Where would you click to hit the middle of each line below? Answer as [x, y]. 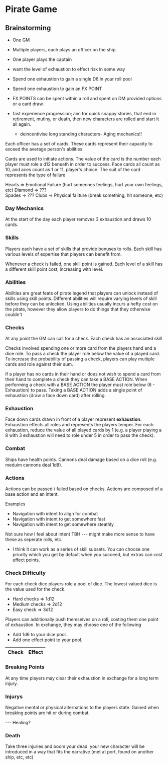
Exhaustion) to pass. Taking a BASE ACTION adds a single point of [74, 390]
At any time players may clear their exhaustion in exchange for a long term [82, 678]
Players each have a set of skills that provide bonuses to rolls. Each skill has [83, 249]
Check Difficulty [26, 573]
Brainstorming [28, 28]
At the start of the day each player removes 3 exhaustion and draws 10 [78, 219]
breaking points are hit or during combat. [48, 713]
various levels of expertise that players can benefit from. [63, 254]
